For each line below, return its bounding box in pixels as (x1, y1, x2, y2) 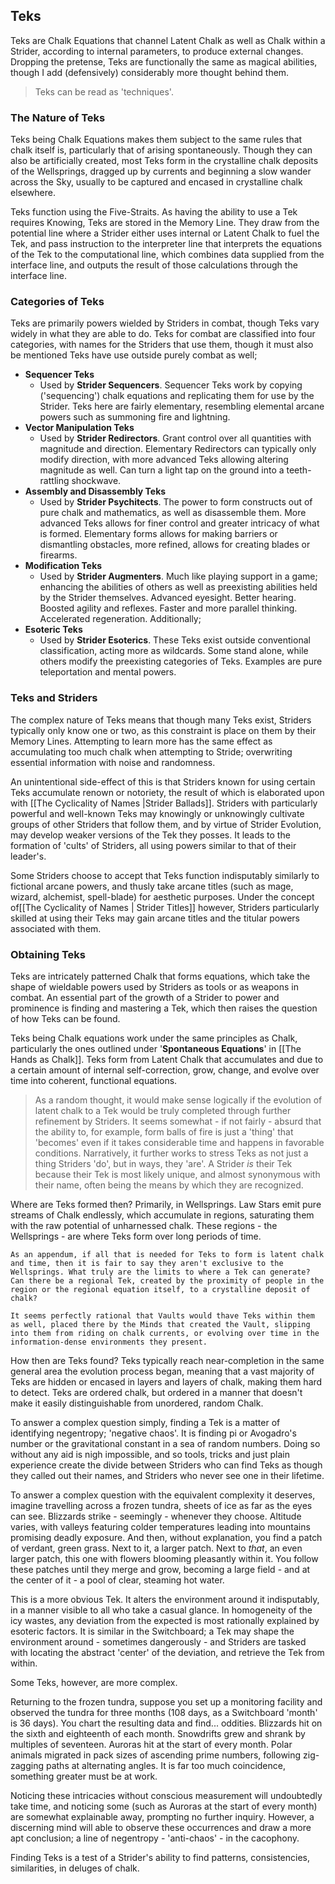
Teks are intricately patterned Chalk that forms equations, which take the (10, 970, 311, 982)
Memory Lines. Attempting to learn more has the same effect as (10, 735, 273, 747)
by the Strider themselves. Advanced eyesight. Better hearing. (39, 592, 297, 604)
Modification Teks (24, 560, 103, 572)
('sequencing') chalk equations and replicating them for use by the (39, 390, 315, 402)
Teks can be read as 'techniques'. (34, 85, 174, 98)
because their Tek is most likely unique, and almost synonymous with (34, 1169, 321, 1180)
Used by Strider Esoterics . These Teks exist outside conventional (39, 634, 311, 646)
